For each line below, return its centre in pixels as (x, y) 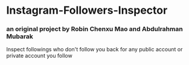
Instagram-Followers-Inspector (87, 10)
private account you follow (39, 56)
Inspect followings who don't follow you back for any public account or (94, 49)
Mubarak (20, 36)
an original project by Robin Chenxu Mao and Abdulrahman (94, 29)
